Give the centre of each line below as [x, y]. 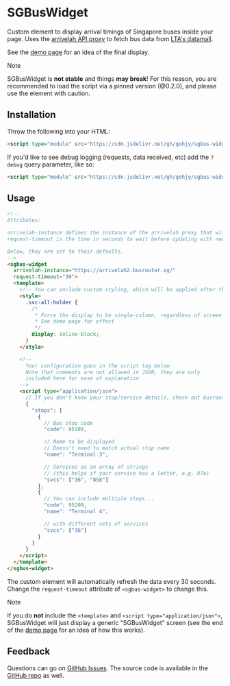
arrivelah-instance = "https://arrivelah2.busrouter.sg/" [94, 271]
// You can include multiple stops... [99, 499]
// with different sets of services [96, 524]
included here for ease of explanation [82, 378]
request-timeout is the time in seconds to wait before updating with [110, 239]
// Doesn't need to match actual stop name [106, 448]
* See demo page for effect [75, 321]
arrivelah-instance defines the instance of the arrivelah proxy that [110, 233]
